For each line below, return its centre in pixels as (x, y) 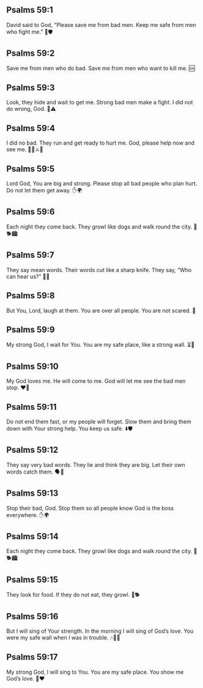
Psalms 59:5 (31, 169)
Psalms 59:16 (32, 616)
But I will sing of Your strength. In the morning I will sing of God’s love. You (100, 631)
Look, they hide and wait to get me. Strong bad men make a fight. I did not (100, 102)
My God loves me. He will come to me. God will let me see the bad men (96, 381)
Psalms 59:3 (31, 88)
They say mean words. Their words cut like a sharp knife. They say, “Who (99, 270)
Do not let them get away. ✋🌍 (44, 191)
